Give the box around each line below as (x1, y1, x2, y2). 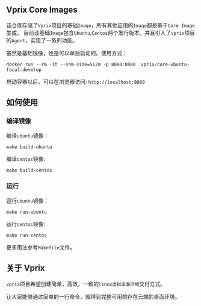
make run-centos (6, 232, 47, 239)
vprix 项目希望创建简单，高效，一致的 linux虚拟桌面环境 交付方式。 (6, 280, 165, 287)
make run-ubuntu (6, 209, 47, 215)
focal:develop (6, 66, 42, 73)
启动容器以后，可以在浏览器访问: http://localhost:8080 (6, 78, 146, 85)
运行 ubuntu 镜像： (6, 197, 49, 204)
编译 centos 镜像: (6, 155, 45, 162)
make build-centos (6, 167, 52, 173)
